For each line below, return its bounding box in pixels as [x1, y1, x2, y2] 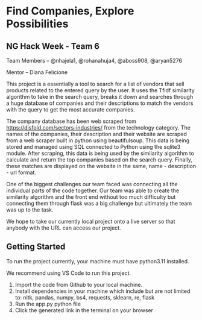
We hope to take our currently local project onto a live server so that [6, 218, 176, 225]
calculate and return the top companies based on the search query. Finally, [6, 156, 193, 163]
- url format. [6, 169, 36, 176]
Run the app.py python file [14, 300, 81, 307]
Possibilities [6, 17, 69, 31]
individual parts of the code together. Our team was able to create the [6, 187, 180, 194]
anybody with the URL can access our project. [6, 224, 122, 231]
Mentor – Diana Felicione [6, 69, 68, 76]
